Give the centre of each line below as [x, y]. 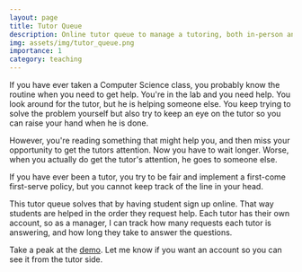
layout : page [34, 18]
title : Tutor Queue [46, 26]
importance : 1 [36, 51]
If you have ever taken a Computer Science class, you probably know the [145, 85]
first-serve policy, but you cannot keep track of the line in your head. [136, 186]
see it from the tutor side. [56, 259]
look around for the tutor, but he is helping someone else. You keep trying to [150, 104]
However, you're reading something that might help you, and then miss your [150, 140]
